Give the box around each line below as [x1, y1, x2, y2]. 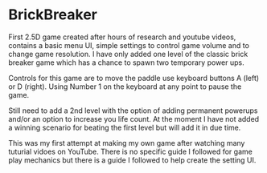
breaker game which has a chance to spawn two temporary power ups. [8, 58, 244, 67]
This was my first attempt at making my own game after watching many [8, 138, 245, 147]
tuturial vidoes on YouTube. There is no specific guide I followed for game [8, 147, 253, 156]
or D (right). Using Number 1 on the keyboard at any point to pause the [8, 82, 242, 91]
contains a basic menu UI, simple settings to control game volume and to [8, 40, 249, 50]
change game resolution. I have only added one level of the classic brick [8, 49, 249, 58]
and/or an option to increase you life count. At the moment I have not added [8, 114, 260, 123]
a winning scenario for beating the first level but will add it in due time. [8, 123, 241, 132]
